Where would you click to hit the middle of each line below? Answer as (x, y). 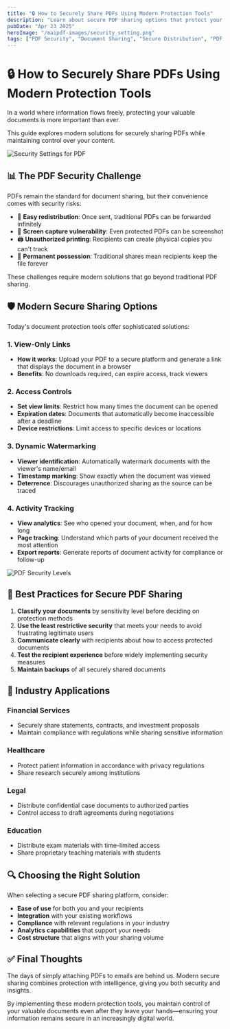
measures (31, 662)
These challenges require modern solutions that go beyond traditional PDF (112, 277)
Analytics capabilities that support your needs (84, 930)
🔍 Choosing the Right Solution (74, 875)
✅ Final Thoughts (45, 959)
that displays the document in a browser (74, 366)
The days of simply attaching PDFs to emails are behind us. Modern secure (113, 975)
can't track (32, 248)
